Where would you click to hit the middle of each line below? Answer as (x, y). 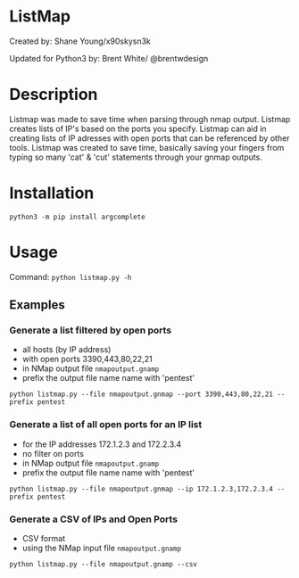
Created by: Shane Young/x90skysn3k (80, 41)
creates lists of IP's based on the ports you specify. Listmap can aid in (138, 128)
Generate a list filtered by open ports (91, 330)
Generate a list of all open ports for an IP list (106, 425)
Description (54, 95)
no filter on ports (53, 453)
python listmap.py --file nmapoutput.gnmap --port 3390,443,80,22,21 (141, 394)
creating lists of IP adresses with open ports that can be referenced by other (149, 138)
